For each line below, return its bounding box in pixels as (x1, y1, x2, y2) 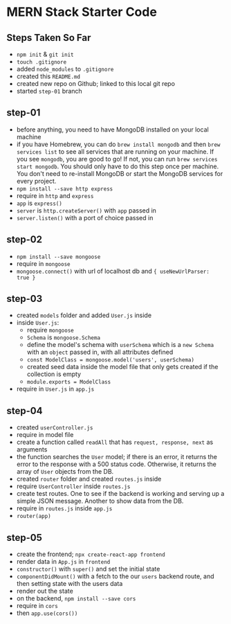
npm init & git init (16, 50, 74, 58)
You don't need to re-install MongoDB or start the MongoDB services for (16, 169, 223, 177)
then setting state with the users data (16, 580, 123, 588)
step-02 (6, 233, 43, 246)
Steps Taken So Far (6, 32, 91, 44)
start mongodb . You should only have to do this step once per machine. (16, 162, 219, 170)
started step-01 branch (16, 87, 82, 95)
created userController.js (16, 423, 93, 431)
